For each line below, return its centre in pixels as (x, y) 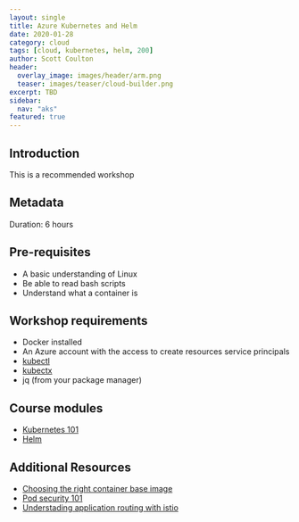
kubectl (36, 361)
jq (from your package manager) (82, 380)
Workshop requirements (79, 321)
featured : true (37, 117)
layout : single (37, 17)
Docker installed (52, 342)
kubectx (37, 370)
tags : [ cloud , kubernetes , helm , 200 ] (81, 51)
